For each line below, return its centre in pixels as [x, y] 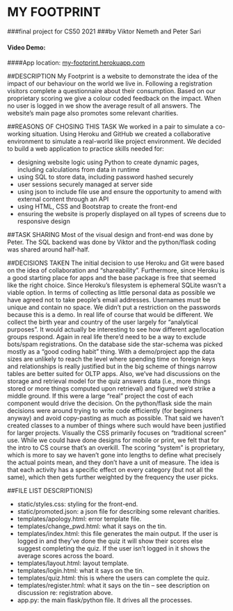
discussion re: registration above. [65, 593]
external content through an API [63, 199]
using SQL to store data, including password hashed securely [105, 177]
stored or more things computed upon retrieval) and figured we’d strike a [111, 389]
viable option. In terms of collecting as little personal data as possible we [111, 293]
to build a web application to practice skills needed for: [86, 149]
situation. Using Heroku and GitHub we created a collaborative [121, 134]
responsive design [44, 221]
